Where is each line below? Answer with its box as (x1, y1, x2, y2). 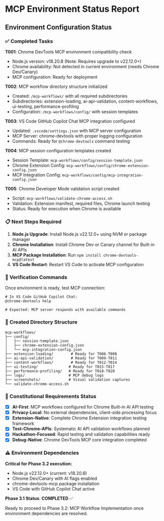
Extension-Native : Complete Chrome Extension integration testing (12, 415, 147, 421)
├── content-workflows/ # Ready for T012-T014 (5, 360, 117, 365)
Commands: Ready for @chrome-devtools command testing (12, 138, 130, 144)
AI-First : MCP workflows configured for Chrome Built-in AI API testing (12, 404, 154, 410)
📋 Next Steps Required (5, 218, 62, 225)
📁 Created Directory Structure (5, 319, 77, 326)
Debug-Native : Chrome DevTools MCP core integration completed (12, 437, 147, 443)
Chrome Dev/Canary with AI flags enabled (12, 475, 97, 481)
